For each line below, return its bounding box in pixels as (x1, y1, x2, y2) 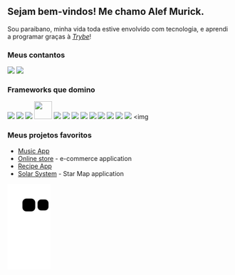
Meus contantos (7, 50, 66, 60)
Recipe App (17, 162, 52, 170)
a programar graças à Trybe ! (7, 32, 92, 41)
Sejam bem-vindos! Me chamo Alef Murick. (7, 6, 204, 18)
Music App (17, 146, 50, 155)
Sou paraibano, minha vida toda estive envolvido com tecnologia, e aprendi (7, 24, 229, 33)
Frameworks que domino (7, 85, 95, 95)
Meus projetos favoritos (7, 130, 93, 140)
